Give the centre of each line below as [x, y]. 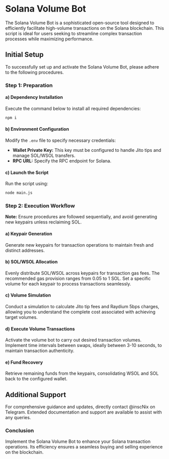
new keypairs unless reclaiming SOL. [44, 222]
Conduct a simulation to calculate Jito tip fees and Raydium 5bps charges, [82, 306]
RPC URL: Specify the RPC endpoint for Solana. [62, 161]
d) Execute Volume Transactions [40, 329]
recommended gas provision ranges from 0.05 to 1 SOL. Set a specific [78, 278]
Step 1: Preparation [29, 85]
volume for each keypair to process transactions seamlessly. [68, 283]
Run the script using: [27, 184]
